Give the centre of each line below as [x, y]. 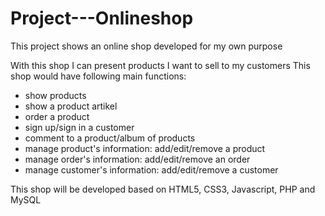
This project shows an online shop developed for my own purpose [146, 46]
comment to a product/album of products [110, 138]
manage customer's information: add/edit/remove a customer [151, 169]
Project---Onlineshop [102, 18]
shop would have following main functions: [98, 76]
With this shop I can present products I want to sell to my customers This [160, 65]
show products [55, 95]
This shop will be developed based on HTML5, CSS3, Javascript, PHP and [163, 189]
